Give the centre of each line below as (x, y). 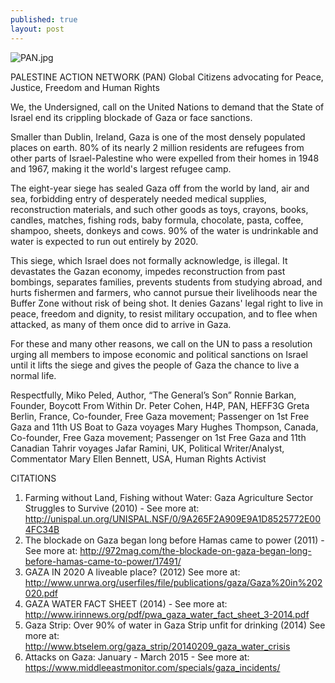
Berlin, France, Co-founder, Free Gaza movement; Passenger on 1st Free (160, 416)
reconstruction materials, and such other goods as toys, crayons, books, (159, 209)
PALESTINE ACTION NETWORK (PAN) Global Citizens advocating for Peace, (167, 77)
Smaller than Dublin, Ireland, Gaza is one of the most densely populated (158, 137)
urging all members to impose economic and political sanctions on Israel (159, 354)
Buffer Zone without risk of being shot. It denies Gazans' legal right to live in (167, 303)
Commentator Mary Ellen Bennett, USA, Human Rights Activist (138, 458)
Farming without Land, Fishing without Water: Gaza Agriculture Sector (169, 497)
